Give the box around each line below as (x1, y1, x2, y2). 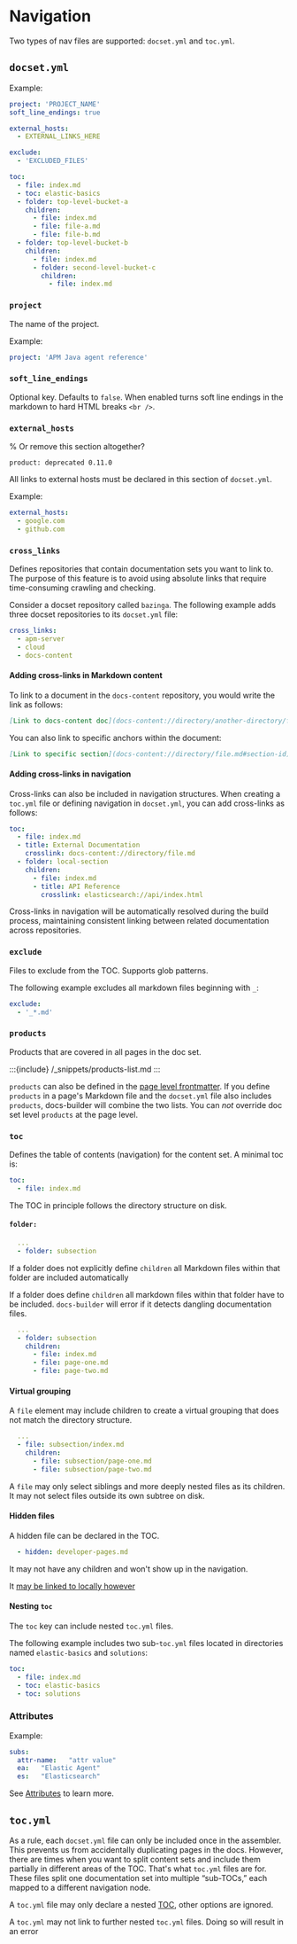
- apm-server (17, 634, 65, 644)
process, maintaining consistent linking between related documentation (9, 916, 270, 926)
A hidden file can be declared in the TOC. (9, 1530, 160, 1541)
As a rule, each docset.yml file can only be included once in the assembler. (9, 1835, 282, 1846)
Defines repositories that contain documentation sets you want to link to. (9, 563, 274, 574)
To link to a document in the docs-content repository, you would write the (9, 690, 276, 700)
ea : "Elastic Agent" (17, 1764, 101, 1773)
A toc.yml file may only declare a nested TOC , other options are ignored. (9, 1900, 274, 1910)
